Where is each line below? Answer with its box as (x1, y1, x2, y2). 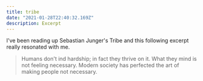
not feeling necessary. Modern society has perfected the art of (21, 62, 180, 69)
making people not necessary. (21, 68, 98, 76)
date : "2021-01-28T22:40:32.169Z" (6, 15, 94, 21)
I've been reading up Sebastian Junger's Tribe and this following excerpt (6, 37, 189, 44)
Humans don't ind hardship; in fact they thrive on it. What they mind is (21, 55, 197, 63)
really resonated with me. (6, 43, 70, 51)
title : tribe (6, 9, 40, 15)
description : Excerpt (6, 20, 62, 26)
